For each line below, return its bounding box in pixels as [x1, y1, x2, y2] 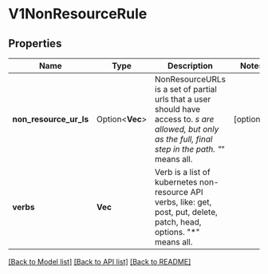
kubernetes [154, 177, 198, 188]
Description [167, 61, 213, 71]
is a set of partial [154, 84, 217, 94]
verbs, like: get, [154, 197, 212, 208]
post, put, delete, [154, 207, 218, 217]
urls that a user [154, 93, 211, 105]
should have [154, 104, 201, 114]
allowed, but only [154, 124, 219, 134]
